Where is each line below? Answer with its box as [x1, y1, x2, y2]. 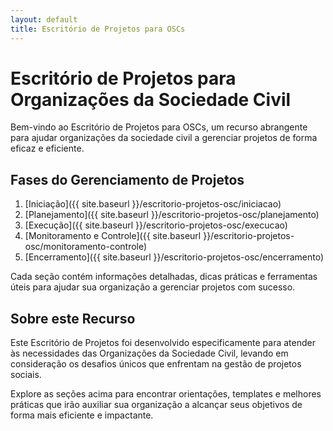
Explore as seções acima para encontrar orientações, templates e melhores [10, 388, 322, 400]
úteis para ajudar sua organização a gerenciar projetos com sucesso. [10, 281, 296, 293]
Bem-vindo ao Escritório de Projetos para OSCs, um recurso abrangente [10, 121, 308, 133]
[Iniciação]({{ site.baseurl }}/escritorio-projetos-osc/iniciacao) [24, 198, 282, 210]
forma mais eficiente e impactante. [10, 409, 154, 421]
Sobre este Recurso [10, 310, 136, 327]
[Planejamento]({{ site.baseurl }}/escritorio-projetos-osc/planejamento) [24, 209, 320, 221]
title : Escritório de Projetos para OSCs [10, 24, 186, 34]
